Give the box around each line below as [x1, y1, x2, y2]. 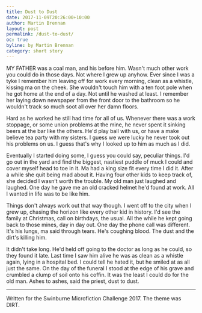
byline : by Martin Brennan [6, 43, 74, 49]
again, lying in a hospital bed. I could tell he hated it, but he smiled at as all [6, 258, 191, 265]
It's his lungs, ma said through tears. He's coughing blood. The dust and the [6, 227, 194, 235]
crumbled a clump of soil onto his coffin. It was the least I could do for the [6, 271, 189, 278]
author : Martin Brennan [6, 20, 66, 26]
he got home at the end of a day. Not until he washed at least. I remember [6, 90, 189, 97]
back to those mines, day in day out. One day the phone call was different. [6, 221, 191, 228]
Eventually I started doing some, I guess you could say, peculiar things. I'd [6, 152, 190, 159]
